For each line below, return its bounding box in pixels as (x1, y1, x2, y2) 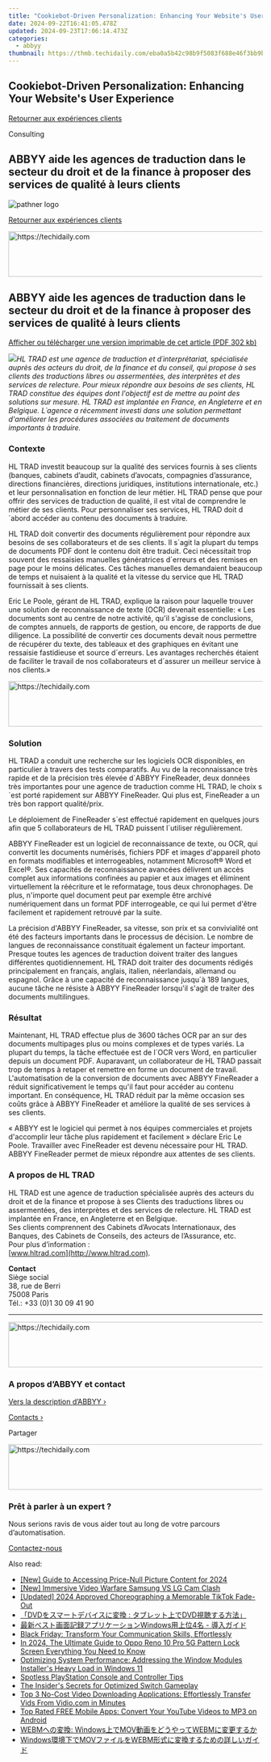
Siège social (8, 1272, 49, 1282)
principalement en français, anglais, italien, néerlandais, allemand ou (8, 966, 236, 976)
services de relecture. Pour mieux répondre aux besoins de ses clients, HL (8, 380, 256, 390)
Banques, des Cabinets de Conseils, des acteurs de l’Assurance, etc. (8, 1231, 236, 1240)
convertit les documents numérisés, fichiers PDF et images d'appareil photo (8, 847, 261, 857)
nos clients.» (8, 665, 51, 674)
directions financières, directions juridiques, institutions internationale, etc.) (8, 479, 259, 488)
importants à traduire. (8, 423, 81, 433)
